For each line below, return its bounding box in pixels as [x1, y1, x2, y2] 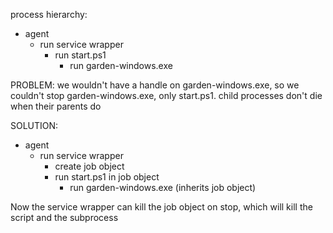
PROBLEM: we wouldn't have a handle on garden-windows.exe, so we [10, 79, 300, 91]
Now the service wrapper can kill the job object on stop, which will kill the [10, 201, 313, 213]
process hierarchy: [10, 9, 88, 20]
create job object [54, 160, 125, 172]
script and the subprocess [10, 212, 119, 223]
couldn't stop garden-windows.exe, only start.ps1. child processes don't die [10, 90, 323, 101]
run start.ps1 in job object [54, 171, 160, 183]
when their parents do [10, 100, 102, 112]
